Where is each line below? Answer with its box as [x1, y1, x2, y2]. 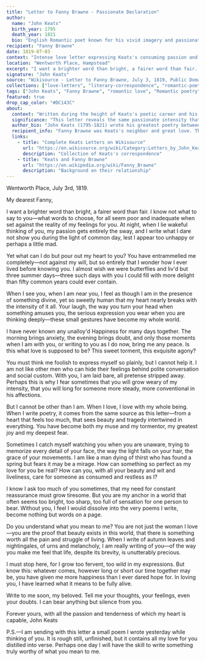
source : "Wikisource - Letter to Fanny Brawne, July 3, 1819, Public [6, 77, 187, 83]
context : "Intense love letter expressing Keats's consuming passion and [6, 54, 198, 60]
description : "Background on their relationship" [22, 168, 151, 174]
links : [12, 134, 29, 140]
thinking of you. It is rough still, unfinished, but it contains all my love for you [6, 635, 198, 642]
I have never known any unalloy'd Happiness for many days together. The [6, 327, 191, 335]
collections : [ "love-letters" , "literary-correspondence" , [6, 83, 160, 89]
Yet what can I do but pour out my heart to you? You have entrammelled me [6, 252, 196, 260]
